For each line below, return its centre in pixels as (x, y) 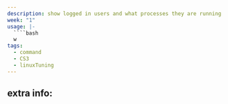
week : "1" (21, 20)
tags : (15, 46)
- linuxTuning (34, 65)
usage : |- (21, 26)
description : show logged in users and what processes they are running (114, 14)
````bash (26, 33)
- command (27, 53)
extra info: (30, 93)
